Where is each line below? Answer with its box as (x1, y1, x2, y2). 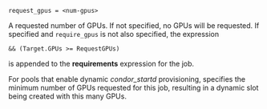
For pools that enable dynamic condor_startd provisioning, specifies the (8, 75, 246, 83)
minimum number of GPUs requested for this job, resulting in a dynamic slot (8, 83, 259, 92)
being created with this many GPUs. (8, 91, 127, 101)
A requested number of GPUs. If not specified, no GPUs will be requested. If (8, 21, 260, 30)
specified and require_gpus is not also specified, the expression (8, 30, 219, 38)
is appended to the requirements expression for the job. (8, 59, 195, 68)
